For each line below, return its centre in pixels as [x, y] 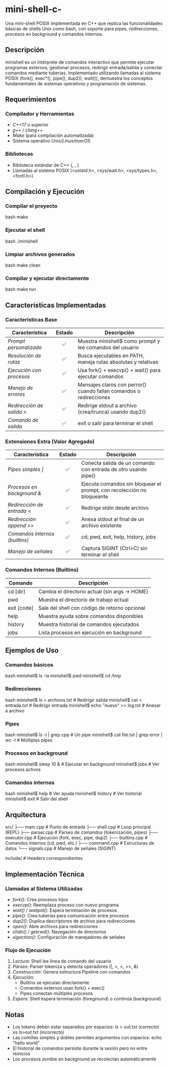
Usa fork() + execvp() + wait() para [119, 370]
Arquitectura [26, 815]
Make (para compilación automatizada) [53, 135]
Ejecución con [24, 370]
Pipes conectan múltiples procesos [56, 993]
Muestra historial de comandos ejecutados [89, 624]
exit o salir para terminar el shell [115, 423]
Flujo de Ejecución [28, 950]
